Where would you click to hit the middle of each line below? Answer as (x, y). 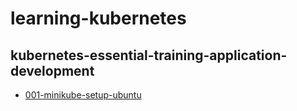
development (52, 70)
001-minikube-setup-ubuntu (83, 95)
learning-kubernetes (98, 18)
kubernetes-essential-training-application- (149, 55)
